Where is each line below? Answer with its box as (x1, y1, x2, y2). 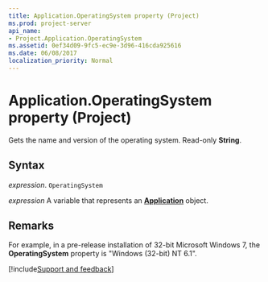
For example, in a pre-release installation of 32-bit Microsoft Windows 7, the (8, 240, 260, 250)
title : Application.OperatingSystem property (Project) (8, 11, 200, 20)
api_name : (8, 27, 42, 35)
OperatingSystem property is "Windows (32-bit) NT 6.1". (8, 249, 197, 259)
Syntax (8, 159, 45, 172)
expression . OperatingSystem (8, 180, 103, 189)
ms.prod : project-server (8, 19, 92, 27)
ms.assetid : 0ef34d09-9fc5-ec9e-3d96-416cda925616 (8, 42, 182, 50)
